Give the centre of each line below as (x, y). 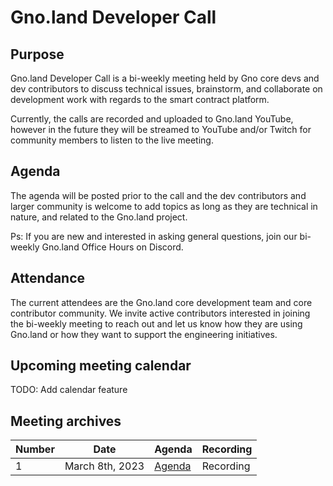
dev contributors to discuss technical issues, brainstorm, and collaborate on (166, 89)
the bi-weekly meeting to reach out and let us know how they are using (156, 323)
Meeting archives (66, 421)
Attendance (48, 278)
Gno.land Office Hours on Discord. (112, 247)
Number (35, 449)
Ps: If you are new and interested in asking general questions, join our (154, 236)
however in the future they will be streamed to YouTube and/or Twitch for (161, 129)
